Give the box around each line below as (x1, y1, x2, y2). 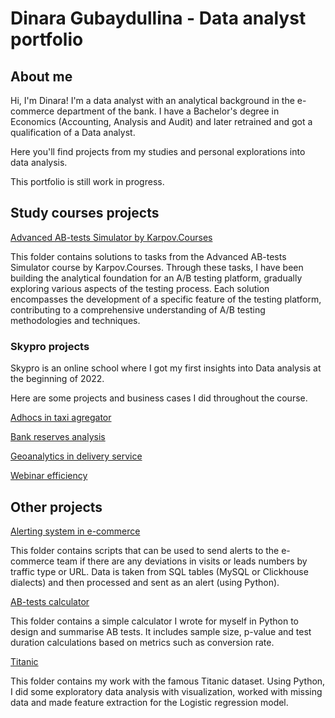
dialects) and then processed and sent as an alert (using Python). (10, 576, 280, 588)
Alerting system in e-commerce (10, 525, 141, 537)
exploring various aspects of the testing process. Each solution (10, 282, 270, 294)
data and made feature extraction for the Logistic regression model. (10, 696, 289, 708)
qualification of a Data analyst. (10, 127, 136, 138)
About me (10, 68, 73, 85)
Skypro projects (10, 339, 90, 353)
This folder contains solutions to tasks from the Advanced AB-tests (10, 250, 287, 262)
